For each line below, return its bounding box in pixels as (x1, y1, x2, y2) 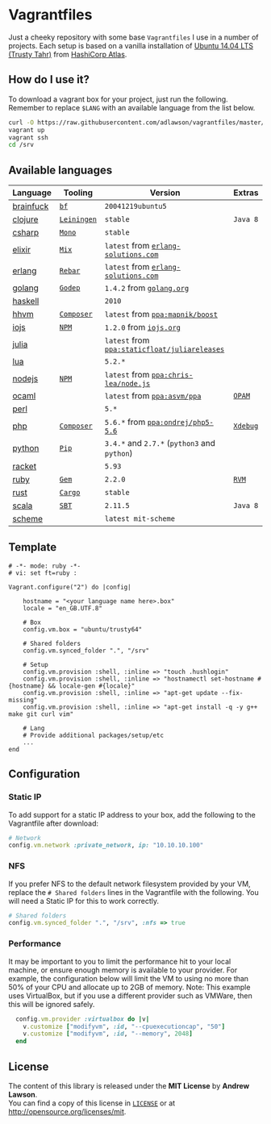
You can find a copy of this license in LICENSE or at (8, 1098, 176, 1108)
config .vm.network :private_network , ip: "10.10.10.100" (8, 841, 204, 850)
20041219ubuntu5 (104, 202, 167, 211)
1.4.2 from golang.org (104, 282, 190, 293)
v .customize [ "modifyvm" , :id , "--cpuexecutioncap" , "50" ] (23, 1022, 226, 1030)
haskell (12, 296, 40, 307)
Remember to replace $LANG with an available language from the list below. (8, 102, 256, 112)
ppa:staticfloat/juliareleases (104, 345, 225, 354)
